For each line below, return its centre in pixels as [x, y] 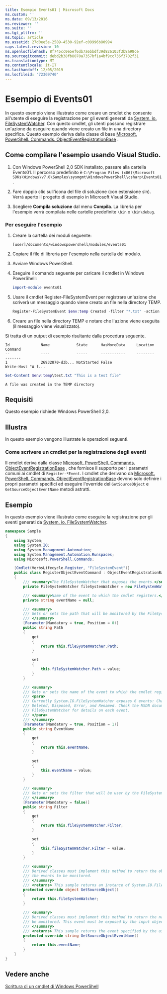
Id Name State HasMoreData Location [80, 345]
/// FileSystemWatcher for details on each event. [77, 710]
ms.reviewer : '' [22, 24]
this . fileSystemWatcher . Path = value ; [81, 669]
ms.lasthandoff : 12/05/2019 [34, 70]
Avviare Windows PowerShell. [43, 263]
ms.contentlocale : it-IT [31, 65]
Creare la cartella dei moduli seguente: [52, 235]
